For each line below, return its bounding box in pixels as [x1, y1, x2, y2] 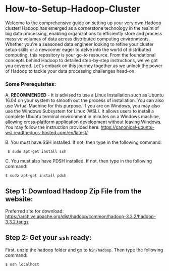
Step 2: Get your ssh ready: [5, 233, 92, 242]
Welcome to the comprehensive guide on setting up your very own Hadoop [5, 20, 161, 26]
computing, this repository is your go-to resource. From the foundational [5, 51, 156, 58]
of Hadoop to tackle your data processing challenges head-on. [5, 68, 136, 74]
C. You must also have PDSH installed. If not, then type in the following [5, 158, 152, 164]
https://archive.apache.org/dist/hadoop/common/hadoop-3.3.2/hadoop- [5, 213, 156, 220]
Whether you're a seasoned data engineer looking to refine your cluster [5, 41, 154, 47]
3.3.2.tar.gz [5, 219, 29, 225]
